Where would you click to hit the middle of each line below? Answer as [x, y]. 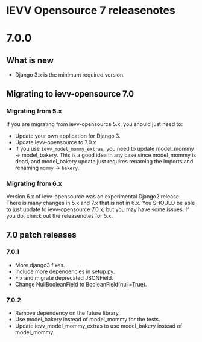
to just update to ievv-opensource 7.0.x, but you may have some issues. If [98, 209]
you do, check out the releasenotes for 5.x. [60, 216]
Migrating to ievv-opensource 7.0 [70, 94]
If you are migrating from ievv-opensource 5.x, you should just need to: [95, 124]
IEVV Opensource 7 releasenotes [91, 11]
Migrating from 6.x [34, 183]
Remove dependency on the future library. [68, 313]
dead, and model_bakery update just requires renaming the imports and [104, 161]
